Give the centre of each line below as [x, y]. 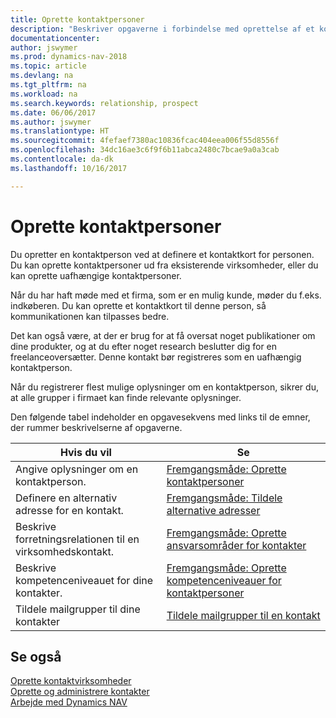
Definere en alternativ [66, 498]
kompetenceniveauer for [224, 580]
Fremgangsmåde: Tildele [224, 498]
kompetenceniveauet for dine [84, 580]
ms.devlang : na [42, 76]
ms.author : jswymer [51, 122]
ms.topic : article [48, 66]
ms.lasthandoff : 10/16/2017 [69, 168]
